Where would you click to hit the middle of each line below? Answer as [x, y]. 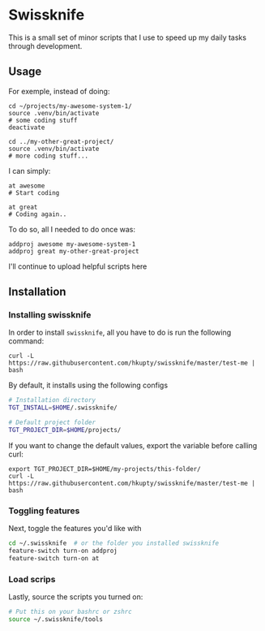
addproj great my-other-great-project [74, 251]
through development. [45, 45]
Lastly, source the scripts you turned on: [76, 597]
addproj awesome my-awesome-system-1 [72, 244]
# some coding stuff [43, 120]
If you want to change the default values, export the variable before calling [133, 445]
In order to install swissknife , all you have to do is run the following [120, 333]
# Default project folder [52, 423]
